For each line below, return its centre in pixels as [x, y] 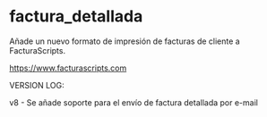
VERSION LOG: [37, 85]
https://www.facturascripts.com [68, 68]
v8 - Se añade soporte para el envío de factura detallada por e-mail [133, 102]
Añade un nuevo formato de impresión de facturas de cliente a [125, 41]
